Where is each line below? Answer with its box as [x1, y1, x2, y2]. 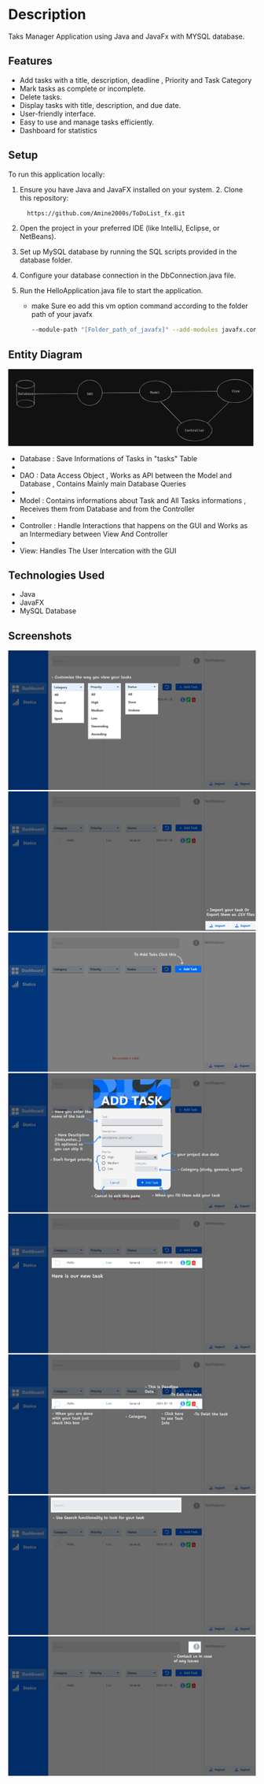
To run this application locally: [8, 169, 105, 179]
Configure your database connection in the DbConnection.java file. [19, 270, 236, 281]
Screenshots [8, 629, 72, 642]
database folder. [19, 255, 73, 265]
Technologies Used [8, 569, 104, 583]
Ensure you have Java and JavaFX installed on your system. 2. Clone [19, 184, 244, 194]
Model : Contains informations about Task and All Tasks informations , [19, 495, 246, 505]
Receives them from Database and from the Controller [19, 504, 195, 513]
